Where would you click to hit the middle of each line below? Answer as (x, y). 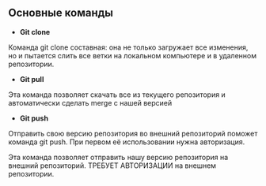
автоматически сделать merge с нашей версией (90, 102)
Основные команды (61, 13)
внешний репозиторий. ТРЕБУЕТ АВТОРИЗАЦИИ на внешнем (112, 166)
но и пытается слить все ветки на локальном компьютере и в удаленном (133, 55)
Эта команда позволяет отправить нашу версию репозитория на (118, 157)
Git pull (32, 79)
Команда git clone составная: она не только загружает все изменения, (128, 47)
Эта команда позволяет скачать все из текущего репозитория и (117, 95)
